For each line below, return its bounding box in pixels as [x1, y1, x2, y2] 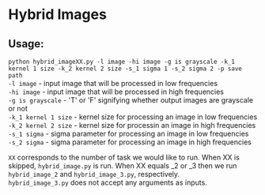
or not [8, 104, 28, 113]
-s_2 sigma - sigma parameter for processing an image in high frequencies [8, 137, 252, 147]
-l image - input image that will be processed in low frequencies [8, 79, 218, 88]
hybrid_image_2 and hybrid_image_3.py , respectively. [8, 170, 180, 178]
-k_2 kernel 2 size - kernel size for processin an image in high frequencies [8, 121, 256, 129]
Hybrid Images [8, 6, 107, 24]
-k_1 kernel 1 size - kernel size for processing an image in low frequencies [8, 112, 258, 122]
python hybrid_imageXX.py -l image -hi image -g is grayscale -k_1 [8, 58, 236, 66]
